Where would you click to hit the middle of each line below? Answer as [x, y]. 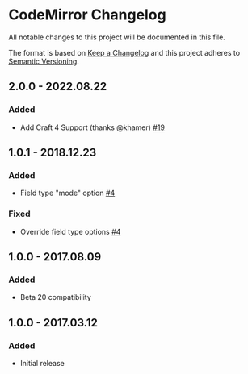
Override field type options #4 [70, 231]
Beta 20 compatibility [55, 297]
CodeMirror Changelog [88, 15]
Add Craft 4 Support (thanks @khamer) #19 [92, 127]
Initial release [42, 363]
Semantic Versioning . [44, 61]
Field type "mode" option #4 [67, 193]
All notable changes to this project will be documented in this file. [117, 37]
